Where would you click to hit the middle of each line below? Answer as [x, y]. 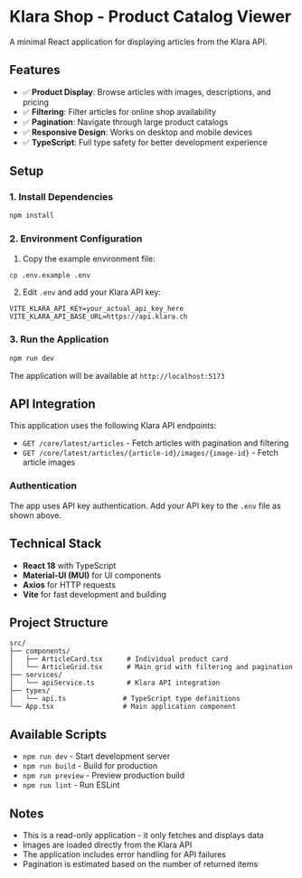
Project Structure [59, 623]
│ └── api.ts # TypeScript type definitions [125, 699]
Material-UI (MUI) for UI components [92, 575]
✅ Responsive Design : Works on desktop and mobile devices [137, 132]
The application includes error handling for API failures [124, 854]
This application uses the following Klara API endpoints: [113, 426]
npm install [32, 216]
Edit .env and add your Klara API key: [91, 292]
